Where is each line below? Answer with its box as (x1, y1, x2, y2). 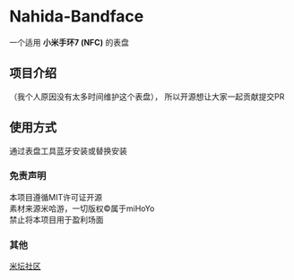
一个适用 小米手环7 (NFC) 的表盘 (9, 37, 130, 47)
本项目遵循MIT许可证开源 (9, 191, 103, 202)
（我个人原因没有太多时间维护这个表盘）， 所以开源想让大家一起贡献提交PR (9, 91, 285, 102)
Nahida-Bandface (9, 6, 144, 27)
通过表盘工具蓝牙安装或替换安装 (9, 145, 127, 156)
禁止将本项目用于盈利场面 (9, 214, 104, 225)
